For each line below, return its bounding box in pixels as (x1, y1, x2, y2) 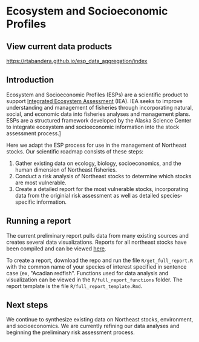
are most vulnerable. (15, 179, 67, 186)
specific (15, 198, 35, 206)
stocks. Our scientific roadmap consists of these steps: (6, 147, 144, 155)
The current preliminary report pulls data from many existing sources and (6, 232, 189, 239)
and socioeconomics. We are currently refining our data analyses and (6, 323, 180, 330)
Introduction (6, 75, 54, 85)
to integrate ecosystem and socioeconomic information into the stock (6, 123, 180, 130)
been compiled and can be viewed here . (6, 244, 107, 252)
